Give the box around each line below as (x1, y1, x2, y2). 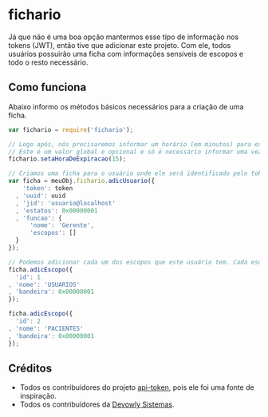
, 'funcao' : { (15, 214, 62, 222)
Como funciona (8, 81, 87, 94)
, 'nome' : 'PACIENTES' (8, 324, 84, 332)
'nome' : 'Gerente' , (29, 221, 94, 229)
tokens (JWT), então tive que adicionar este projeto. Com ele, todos (8, 40, 231, 50)
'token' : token (22, 185, 73, 193)
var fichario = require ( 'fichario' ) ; (8, 125, 134, 133)
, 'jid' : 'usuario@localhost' (15, 199, 116, 207)
